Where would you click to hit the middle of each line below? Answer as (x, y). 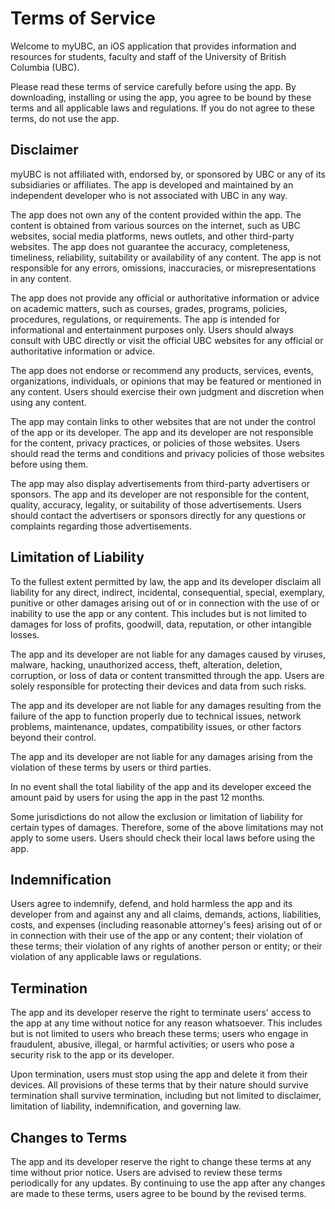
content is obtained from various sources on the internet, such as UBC (155, 225)
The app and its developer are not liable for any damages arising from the (161, 756)
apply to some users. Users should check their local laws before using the (163, 838)
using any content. (48, 402)
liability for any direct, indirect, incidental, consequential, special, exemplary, (167, 592)
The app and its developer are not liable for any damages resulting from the (166, 705)
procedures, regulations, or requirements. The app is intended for (145, 319)
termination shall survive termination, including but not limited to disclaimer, (166, 1096)
